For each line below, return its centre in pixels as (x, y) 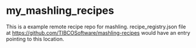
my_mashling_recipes (60, 11)
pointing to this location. (35, 39)
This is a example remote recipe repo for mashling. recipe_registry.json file (96, 27)
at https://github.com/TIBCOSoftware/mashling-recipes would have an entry (98, 32)
